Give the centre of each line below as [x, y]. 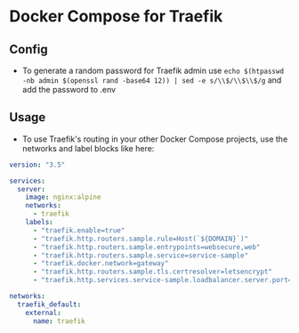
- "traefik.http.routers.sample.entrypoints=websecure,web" [146, 247]
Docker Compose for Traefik [116, 16]
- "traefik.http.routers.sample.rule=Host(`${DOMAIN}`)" [141, 239]
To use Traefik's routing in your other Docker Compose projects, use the [155, 139]
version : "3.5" [37, 165]
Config [28, 49]
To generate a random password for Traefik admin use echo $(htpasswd [153, 70]
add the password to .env [69, 89]
